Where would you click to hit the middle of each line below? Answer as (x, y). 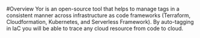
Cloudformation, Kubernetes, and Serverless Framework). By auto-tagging (100, 22)
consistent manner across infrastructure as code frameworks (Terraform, (98, 15)
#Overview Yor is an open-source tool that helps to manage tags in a (93, 9)
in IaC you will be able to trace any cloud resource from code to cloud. (95, 28)
